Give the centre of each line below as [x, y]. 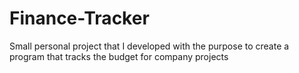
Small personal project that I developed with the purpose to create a [149, 46]
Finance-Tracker [79, 18]
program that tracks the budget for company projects [119, 56]
